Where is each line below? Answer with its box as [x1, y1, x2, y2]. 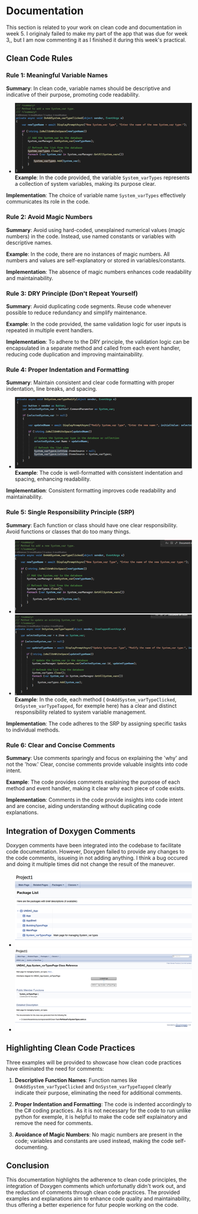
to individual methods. [6, 726, 60, 733]
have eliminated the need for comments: [6, 1065, 104, 1072]
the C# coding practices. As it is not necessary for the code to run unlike [14, 1107, 192, 1114]
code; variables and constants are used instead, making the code [14, 1137, 174, 1144]
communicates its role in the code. [6, 198, 90, 205]
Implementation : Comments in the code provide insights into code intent [6, 796, 183, 803]
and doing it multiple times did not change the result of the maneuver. [6, 861, 175, 868]
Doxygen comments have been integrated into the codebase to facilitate [6, 842, 181, 849]
